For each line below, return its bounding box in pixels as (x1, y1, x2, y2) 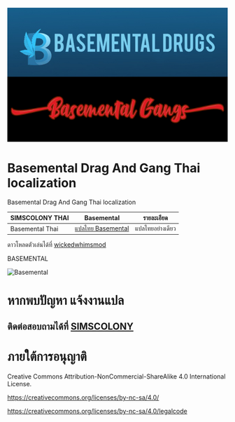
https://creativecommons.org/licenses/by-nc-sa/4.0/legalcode (7, 407, 187, 416)
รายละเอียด (143, 213, 169, 222)
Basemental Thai (10, 224, 59, 233)
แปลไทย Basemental (74, 224, 129, 233)
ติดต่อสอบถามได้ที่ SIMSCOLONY (7, 320, 134, 333)
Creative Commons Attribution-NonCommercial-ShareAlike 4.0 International (7, 372, 226, 381)
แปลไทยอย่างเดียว (135, 224, 176, 233)
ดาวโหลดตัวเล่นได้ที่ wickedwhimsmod (7, 240, 106, 249)
